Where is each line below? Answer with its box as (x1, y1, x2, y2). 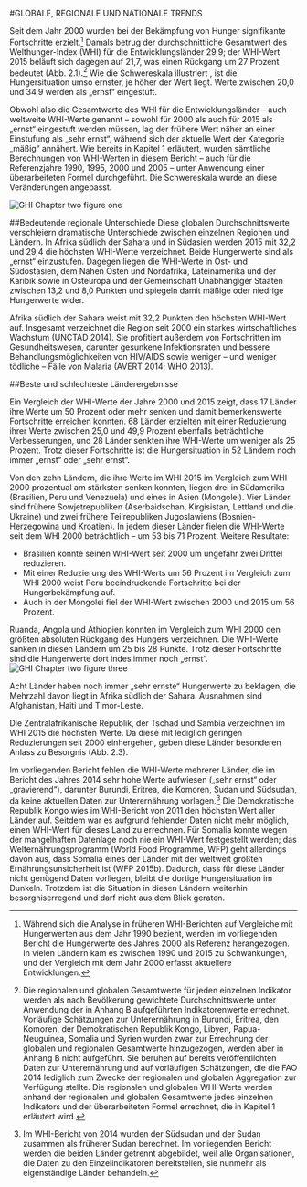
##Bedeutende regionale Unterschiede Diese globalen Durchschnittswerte (9, 217, 291, 228)
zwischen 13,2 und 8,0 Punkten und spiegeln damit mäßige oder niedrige (9, 285, 284, 296)
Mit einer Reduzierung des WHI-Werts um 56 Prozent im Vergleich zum (22, 568, 291, 579)
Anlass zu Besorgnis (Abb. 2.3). (9, 747, 129, 758)
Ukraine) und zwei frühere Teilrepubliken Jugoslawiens (9, 511, 217, 522)
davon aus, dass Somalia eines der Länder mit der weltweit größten (9, 853, 263, 864)
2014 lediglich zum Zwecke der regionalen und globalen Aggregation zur (22, 1072, 297, 1083)
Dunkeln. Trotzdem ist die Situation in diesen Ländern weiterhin (9, 882, 249, 893)
